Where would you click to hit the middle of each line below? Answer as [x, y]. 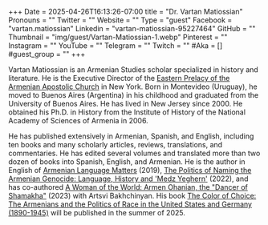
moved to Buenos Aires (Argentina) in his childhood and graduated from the [134, 95]
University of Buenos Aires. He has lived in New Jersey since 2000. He [126, 104]
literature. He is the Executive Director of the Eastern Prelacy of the [119, 78]
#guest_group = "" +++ [47, 54]
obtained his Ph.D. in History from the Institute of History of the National [127, 112]
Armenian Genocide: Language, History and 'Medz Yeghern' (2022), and [128, 179]
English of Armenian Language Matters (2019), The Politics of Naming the [130, 170]
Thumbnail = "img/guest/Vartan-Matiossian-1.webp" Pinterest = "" [118, 37]
